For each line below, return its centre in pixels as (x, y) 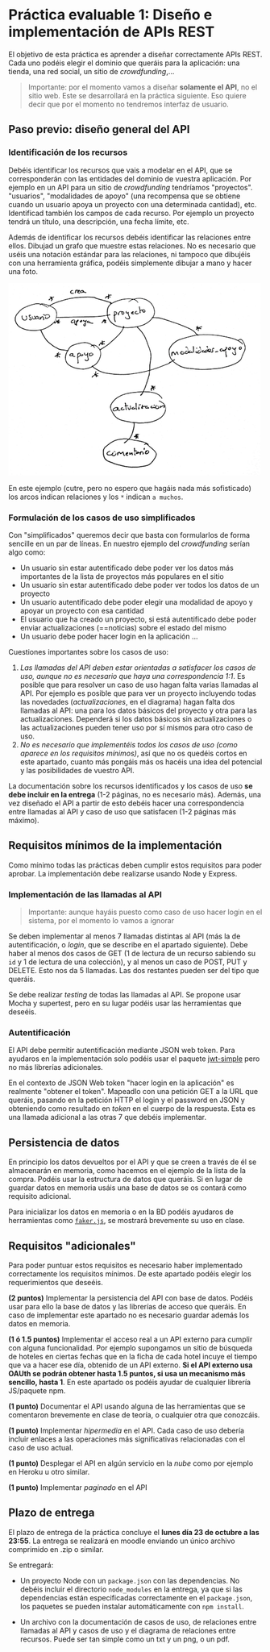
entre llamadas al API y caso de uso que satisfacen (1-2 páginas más (122, 811)
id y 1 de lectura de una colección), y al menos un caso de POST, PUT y (128, 962)
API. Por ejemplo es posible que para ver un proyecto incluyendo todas (138, 693)
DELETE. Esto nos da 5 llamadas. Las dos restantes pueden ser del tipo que (134, 971)
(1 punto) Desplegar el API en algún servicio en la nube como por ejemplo (131, 1463)
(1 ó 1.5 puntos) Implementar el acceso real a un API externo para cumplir (131, 1339)
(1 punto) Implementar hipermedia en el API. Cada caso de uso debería (126, 1430)
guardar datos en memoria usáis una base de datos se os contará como (128, 1188)
